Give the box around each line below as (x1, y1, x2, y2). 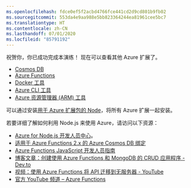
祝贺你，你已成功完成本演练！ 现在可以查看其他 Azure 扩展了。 (6, 54, 161, 60)
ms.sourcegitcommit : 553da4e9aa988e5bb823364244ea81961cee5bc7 (6, 14, 167, 20)
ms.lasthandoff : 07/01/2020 (6, 31, 76, 37)
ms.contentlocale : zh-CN (6, 25, 68, 32)
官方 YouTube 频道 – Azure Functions (14, 175, 106, 183)
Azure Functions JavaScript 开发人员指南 (14, 147, 116, 154)
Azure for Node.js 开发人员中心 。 (14, 132, 96, 139)
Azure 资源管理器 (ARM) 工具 (14, 94, 86, 101)
